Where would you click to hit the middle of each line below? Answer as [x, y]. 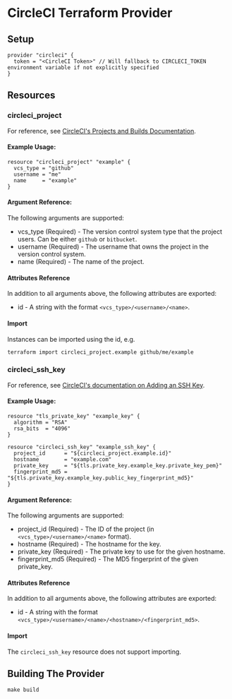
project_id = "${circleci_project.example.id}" [93, 453]
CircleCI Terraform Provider [90, 13]
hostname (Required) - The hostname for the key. [89, 544]
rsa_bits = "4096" [42, 429]
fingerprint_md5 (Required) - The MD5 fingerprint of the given [108, 559]
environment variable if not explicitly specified [83, 68]
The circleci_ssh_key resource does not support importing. [94, 652]
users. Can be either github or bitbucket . [77, 239]
